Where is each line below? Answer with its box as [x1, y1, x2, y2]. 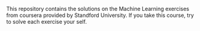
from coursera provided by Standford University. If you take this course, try [6, 12, 194, 19]
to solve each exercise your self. [6, 18, 87, 25]
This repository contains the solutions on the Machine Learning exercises [6, 5, 190, 12]
